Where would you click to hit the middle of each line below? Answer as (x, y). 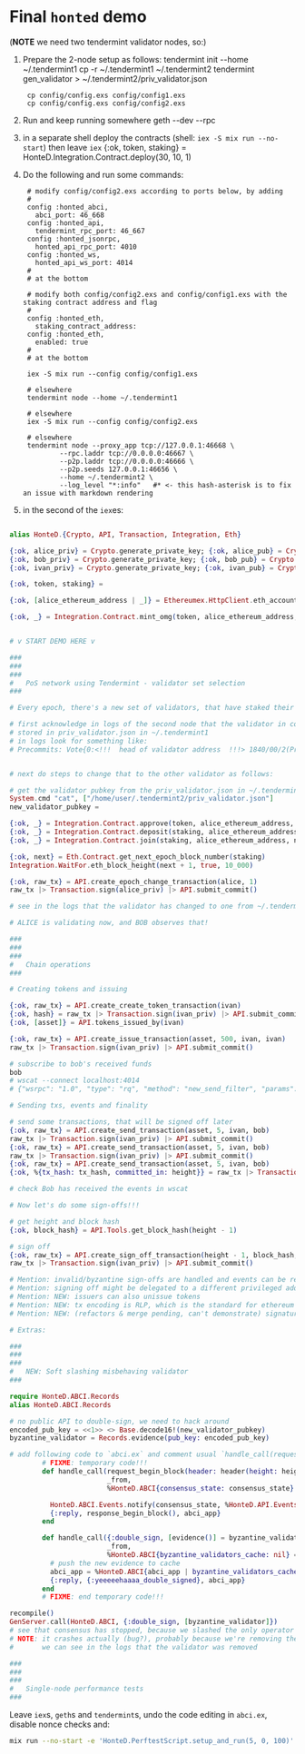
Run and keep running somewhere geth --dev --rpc (119, 120)
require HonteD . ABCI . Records (64, 1396)
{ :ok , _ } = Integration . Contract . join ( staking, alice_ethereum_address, (150, 840)
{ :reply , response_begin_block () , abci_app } (135, 1513)
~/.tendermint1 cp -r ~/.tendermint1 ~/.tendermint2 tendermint (138, 69)
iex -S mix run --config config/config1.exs (112, 374)
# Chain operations (50, 964)
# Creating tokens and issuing (69, 990)
